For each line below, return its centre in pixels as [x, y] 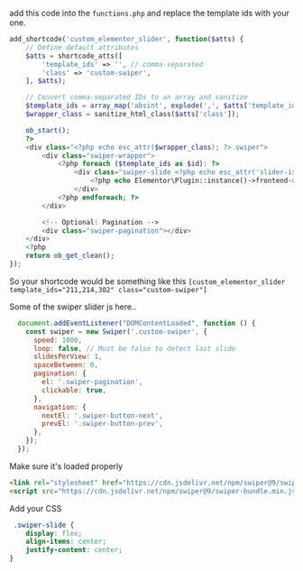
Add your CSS [36, 508]
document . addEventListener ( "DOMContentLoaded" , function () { [137, 323]
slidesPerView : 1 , [68, 357]
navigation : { [60, 407]
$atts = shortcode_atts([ [74, 56]
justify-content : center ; [74, 550]
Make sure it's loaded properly [66, 466]
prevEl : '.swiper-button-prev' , [103, 424]
